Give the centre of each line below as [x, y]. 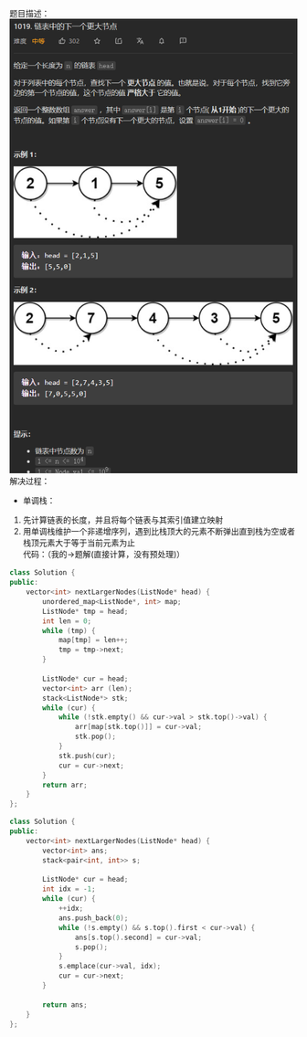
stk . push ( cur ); [87, 756]
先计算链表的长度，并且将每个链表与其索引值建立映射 [123, 520]
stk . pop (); [95, 737]
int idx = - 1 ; [69, 889]
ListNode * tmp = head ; [85, 611]
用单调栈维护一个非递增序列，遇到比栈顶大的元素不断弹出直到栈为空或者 [159, 532]
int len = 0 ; [67, 621]
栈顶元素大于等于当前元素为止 [79, 543]
